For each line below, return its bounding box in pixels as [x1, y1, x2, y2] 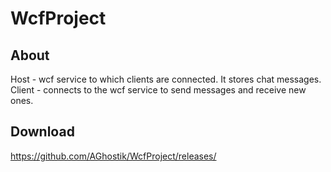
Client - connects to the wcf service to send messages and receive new [10, 84, 307, 96]
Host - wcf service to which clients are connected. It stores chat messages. [10, 73, 322, 85]
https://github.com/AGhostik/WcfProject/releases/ [10, 150, 217, 162]
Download [10, 123, 75, 141]
